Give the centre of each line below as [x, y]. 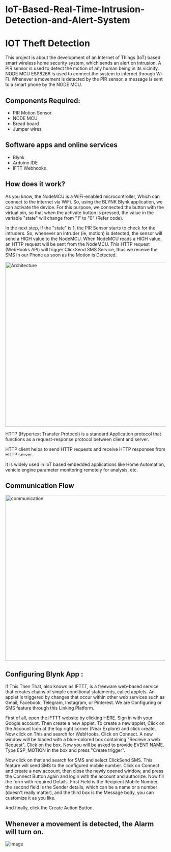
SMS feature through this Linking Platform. [50, 708]
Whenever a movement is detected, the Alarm [80, 824]
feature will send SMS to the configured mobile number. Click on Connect [82, 766]
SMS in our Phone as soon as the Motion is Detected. [61, 255]
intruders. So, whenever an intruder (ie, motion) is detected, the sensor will [84, 233]
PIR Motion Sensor [32, 112]
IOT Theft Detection [48, 43]
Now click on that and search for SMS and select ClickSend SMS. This [79, 760]
